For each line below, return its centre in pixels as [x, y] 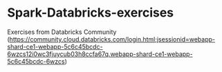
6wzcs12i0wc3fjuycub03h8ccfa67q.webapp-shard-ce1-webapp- [100, 54]
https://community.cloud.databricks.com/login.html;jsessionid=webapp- [112, 39]
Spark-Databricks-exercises [91, 13]
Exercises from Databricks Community [62, 32]
